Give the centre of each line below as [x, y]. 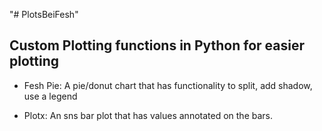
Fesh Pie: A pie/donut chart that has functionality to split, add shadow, [168, 85]
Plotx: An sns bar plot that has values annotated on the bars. [148, 115]
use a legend [50, 96]
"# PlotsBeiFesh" [44, 14]
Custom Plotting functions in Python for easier [157, 45]
